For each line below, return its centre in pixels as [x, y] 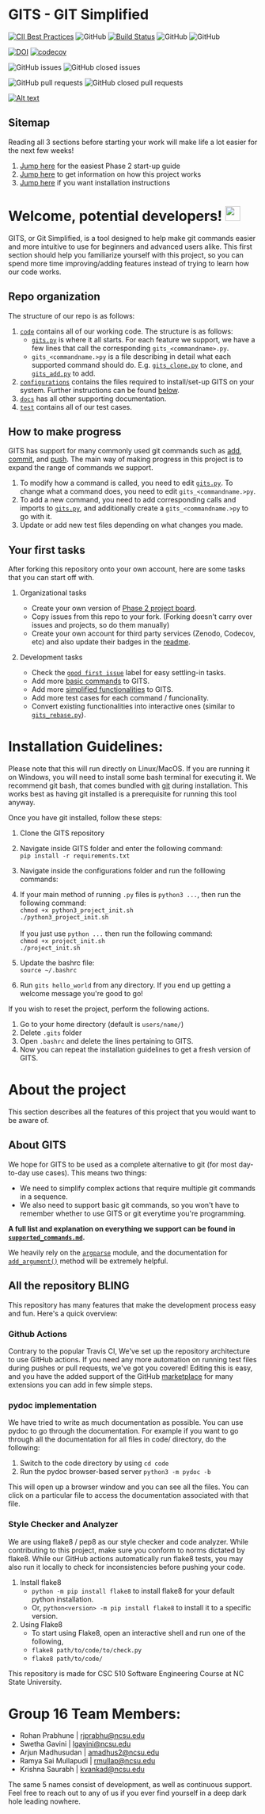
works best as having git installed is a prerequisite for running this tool [123, 794]
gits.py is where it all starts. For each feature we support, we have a [143, 339]
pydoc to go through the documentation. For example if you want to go [123, 1431]
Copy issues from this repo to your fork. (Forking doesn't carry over [142, 617]
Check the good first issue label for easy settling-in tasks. [129, 673]
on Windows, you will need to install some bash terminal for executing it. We [132, 777]
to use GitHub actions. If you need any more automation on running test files [132, 1359]
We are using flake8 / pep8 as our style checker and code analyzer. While [129, 1541]
